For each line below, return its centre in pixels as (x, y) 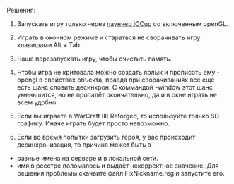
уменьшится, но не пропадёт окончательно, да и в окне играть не (117, 95)
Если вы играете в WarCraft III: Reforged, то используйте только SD (118, 116)
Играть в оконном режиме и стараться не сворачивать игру (109, 37)
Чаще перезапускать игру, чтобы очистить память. (94, 59)
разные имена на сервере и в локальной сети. (87, 158)
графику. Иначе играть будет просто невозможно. (93, 123)
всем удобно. (37, 102)
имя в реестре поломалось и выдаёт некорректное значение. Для (118, 166)
